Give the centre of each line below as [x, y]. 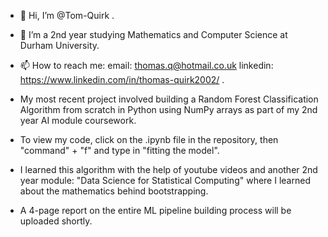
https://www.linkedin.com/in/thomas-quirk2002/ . [122, 79]
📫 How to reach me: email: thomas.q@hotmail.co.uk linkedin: [146, 65]
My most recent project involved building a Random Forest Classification [169, 99]
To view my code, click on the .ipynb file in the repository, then [149, 139]
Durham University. [59, 45]
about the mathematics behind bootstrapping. [114, 191]
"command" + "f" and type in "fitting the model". [119, 150]
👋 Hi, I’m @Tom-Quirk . [67, 15]
